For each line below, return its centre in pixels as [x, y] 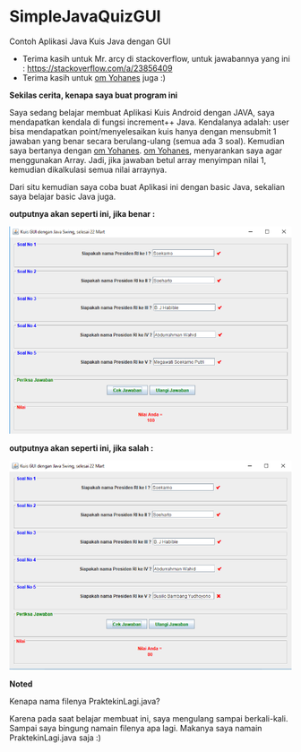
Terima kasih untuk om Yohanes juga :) [94, 77]
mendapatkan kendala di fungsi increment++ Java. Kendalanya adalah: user [149, 122]
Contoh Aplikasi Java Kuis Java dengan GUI [90, 41]
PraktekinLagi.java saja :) [55, 738]
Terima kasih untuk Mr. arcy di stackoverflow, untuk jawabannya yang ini [156, 58]
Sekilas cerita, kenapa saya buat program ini [94, 95]
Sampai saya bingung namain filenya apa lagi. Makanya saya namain [136, 729]
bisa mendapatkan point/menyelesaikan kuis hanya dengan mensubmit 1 [143, 131]
